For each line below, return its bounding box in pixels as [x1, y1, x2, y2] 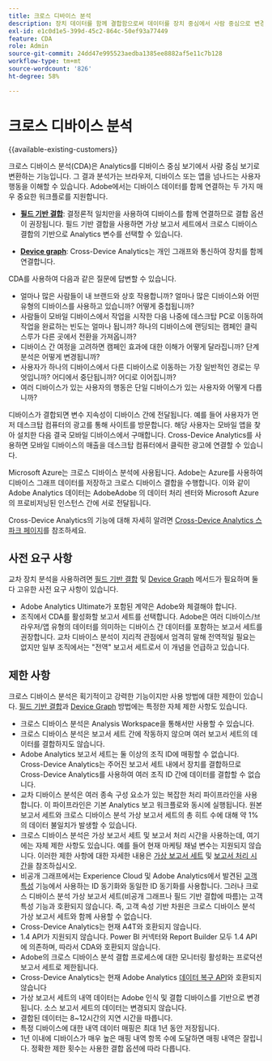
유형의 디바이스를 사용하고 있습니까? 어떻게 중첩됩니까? [19, 301, 194, 311]
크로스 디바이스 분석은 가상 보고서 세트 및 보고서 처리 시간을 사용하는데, [19, 830, 245, 840]
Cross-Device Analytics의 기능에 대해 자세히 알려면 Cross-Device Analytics [8, 515, 254, 524]
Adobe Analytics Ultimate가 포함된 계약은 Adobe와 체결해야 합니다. [19, 602, 237, 611]
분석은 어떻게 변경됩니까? [19, 352, 100, 361]
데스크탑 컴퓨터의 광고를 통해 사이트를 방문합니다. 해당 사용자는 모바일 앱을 [16, 420, 253, 429]
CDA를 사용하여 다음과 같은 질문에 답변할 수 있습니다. [8, 274, 176, 283]
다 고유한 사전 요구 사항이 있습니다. [8, 584, 119, 594]
